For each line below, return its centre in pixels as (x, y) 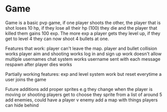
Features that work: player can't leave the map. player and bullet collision (81, 48)
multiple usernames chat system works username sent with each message (83, 59)
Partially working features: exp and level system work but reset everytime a (83, 74)
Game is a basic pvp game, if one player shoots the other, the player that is (83, 23)
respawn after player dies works (39, 64)
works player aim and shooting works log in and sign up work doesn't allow (83, 54)
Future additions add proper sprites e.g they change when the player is (79, 89)
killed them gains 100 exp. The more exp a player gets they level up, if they (83, 33)
